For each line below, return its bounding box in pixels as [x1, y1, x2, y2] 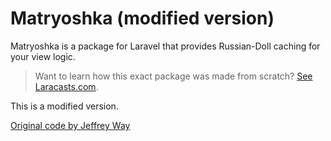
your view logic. [10, 50, 76, 62]
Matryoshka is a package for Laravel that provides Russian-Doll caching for [10, 40, 321, 52]
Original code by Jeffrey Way [10, 119, 131, 131]
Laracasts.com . [34, 80, 99, 92]
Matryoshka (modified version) [10, 7, 275, 30]
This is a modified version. [10, 100, 119, 112]
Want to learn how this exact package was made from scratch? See [34, 70, 313, 82]
